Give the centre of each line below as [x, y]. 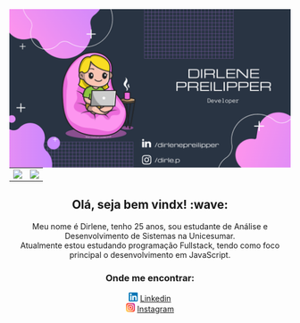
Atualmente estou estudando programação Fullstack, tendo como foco [150, 245]
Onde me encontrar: [150, 277]
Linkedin [155, 299]
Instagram [155, 309]
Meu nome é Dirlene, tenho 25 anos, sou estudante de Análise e [150, 226]
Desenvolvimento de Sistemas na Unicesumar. [150, 236]
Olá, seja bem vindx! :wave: [150, 205]
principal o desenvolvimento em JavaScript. [150, 254]
